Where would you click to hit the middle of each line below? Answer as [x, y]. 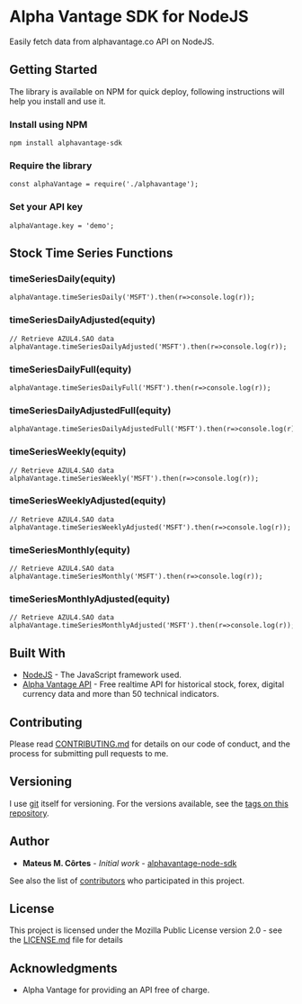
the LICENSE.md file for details [66, 940]
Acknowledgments [64, 968]
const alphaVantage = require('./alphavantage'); [104, 185]
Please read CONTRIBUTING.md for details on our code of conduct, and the [150, 744]
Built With [37, 653]
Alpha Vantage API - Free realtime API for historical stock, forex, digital [153, 684]
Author [29, 841]
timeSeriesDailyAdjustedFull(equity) [90, 410]
